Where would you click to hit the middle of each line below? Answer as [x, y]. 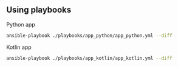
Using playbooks [39, 10]
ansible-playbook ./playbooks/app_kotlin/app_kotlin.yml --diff [89, 58]
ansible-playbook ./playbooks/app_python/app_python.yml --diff [89, 36]
